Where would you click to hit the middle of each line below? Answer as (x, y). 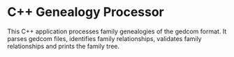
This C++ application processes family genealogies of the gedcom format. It (117, 31)
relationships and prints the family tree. (64, 46)
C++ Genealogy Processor (86, 12)
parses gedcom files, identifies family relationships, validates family (104, 38)
